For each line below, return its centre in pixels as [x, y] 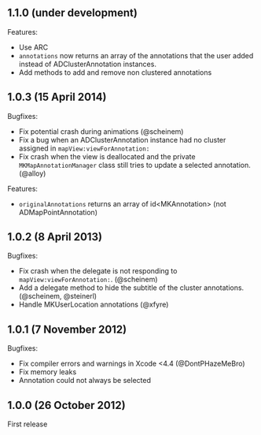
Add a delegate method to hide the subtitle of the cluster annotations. [131, 288]
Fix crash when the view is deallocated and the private [107, 156]
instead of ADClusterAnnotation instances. [87, 64]
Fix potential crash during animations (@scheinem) [101, 131]
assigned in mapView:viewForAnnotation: [84, 148]
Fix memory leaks [48, 372]
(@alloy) [32, 173]
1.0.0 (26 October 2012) [67, 405]
